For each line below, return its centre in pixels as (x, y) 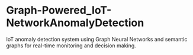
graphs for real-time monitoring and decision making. (71, 46)
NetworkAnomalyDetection (75, 23)
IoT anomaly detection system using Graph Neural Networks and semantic (97, 39)
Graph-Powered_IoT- (59, 10)
